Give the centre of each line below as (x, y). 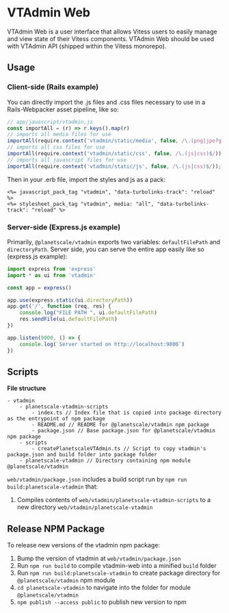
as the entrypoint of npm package (56, 419)
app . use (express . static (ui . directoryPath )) (70, 300)
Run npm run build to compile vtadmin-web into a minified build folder (117, 566)
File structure (27, 389)
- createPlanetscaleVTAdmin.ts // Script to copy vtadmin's (119, 449)
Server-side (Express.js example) (64, 227)
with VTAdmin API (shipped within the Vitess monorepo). (87, 46)
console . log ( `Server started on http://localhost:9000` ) (102, 344)
